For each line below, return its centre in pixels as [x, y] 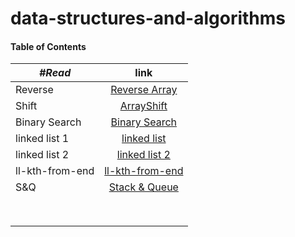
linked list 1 [42, 139]
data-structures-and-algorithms [148, 18]
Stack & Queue [143, 187]
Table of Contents [48, 46]
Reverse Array [144, 90]
